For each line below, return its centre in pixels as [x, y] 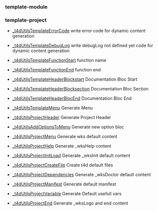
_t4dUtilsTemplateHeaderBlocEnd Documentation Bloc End [72, 98]
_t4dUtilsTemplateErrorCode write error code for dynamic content [79, 31]
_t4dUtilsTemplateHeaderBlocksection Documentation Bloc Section [80, 89]
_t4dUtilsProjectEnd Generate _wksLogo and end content [70, 203]
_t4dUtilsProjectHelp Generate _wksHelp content [62, 146]
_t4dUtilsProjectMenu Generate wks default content [65, 137]
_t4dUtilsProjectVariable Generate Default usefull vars [67, 194]
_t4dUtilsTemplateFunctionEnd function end [56, 70]
